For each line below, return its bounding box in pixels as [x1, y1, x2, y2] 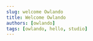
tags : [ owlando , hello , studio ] [6, 25, 88, 32]
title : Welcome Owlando [6, 14, 66, 20]
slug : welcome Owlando [6, 8, 63, 15]
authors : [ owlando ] [6, 20, 56, 26]
